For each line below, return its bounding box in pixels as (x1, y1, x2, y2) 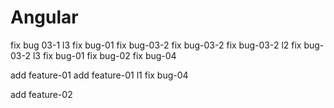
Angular (10, 6, 79, 29)
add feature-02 (10, 88, 73, 100)
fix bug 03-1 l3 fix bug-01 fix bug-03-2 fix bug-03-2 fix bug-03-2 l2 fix (10, 39, 302, 51)
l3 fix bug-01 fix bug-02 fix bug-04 (32, 49, 177, 61)
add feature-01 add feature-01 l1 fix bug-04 (10, 69, 189, 81)
